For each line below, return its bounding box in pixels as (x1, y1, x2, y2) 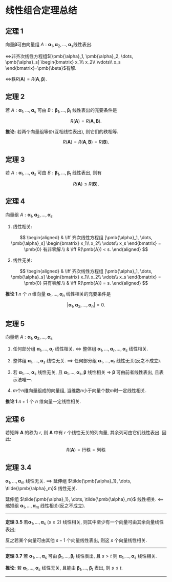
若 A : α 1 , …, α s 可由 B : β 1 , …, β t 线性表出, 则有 (5, 170, 102, 177)
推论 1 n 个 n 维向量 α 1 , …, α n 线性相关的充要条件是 (5, 290, 111, 298)
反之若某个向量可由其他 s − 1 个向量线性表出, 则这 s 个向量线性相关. (5, 537, 147, 544)
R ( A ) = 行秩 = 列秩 (66, 447, 106, 453)
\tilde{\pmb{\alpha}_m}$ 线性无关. (5, 485, 78, 491)
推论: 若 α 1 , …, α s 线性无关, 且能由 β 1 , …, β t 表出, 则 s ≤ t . (5, 565, 123, 572)
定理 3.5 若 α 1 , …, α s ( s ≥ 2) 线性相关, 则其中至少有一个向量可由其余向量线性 (5, 519, 164, 527)
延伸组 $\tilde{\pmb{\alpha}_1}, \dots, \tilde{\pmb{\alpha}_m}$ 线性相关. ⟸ (5, 496, 164, 502)
